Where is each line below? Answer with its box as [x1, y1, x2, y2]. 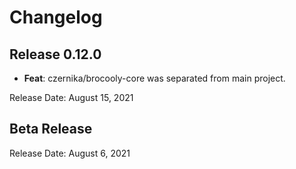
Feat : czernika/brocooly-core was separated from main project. [23, 72, 286, 84]
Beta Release [9, 121, 93, 138]
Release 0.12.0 [9, 46, 102, 63]
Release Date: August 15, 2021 [9, 92, 134, 103]
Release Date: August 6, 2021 [9, 147, 131, 159]
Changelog [9, 6, 103, 29]
